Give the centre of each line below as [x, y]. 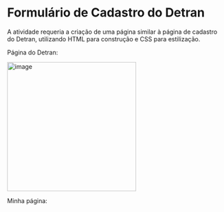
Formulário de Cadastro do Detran [106, 13]
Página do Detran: [33, 52]
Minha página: [27, 200]
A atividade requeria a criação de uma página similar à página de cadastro [112, 32]
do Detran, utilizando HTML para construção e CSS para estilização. [104, 39]
